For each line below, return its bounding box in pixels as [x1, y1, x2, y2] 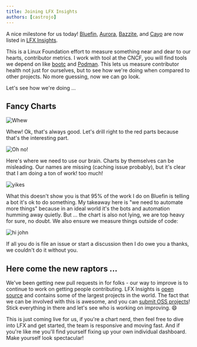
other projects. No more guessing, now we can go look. [6, 73, 141, 80]
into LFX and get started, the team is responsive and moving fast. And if [6, 322, 181, 329]
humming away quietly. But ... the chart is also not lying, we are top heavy [6, 211, 185, 218]
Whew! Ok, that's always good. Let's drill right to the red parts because [6, 128, 179, 135]
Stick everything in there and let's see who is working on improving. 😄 [6, 304, 178, 312]
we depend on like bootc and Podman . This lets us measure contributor [6, 60, 179, 68]
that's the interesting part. [6, 135, 69, 142]
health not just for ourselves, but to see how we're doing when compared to [6, 66, 190, 74]
